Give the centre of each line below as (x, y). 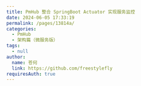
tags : (13, 46)
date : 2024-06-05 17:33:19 (40, 18)
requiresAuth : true (31, 74)
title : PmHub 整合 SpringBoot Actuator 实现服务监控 (71, 12)
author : (16, 57)
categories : (21, 29)
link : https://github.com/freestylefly (62, 68)
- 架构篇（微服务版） (35, 40)
